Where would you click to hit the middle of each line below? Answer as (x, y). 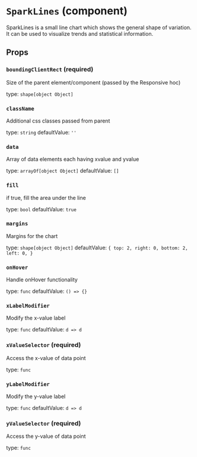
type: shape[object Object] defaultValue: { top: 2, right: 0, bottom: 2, (97, 248)
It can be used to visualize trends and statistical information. (80, 33)
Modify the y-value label (36, 396)
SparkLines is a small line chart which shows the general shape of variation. (99, 27)
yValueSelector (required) (44, 423)
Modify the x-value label (36, 318)
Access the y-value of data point (46, 436)
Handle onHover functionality (42, 280)
